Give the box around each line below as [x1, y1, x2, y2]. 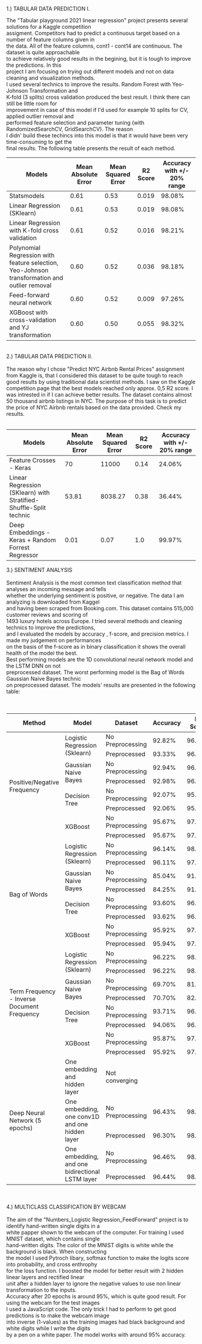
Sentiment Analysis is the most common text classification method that [6, 579, 182, 586]
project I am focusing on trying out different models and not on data [6, 68, 174, 75]
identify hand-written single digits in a [6, 1222, 100, 1230]
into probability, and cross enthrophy [6, 1261, 97, 1268]
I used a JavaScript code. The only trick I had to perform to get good [6, 1305, 176, 1313]
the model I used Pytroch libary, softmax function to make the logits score [6, 1254, 189, 1262]
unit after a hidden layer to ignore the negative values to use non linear [6, 1280, 182, 1287]
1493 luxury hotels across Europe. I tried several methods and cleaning [6, 618, 182, 625]
